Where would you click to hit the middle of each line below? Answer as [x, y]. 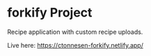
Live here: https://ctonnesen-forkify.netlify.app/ [75, 45]
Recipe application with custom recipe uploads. [75, 32]
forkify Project [50, 13]
